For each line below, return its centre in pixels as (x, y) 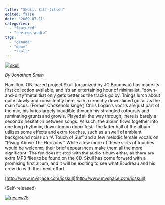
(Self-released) (21, 188)
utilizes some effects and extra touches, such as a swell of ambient (73, 132)
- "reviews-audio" (29, 33)
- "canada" (21, 42)
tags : (11, 38)
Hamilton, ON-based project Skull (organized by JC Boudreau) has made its (82, 84)
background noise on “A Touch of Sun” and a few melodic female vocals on (82, 137)
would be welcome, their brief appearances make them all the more (74, 148)
